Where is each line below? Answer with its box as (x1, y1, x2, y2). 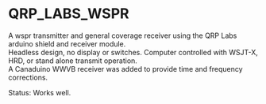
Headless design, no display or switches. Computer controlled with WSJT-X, (8, 47, 258, 57)
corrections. (8, 72, 48, 82)
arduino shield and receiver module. (8, 39, 126, 48)
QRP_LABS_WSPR (8, 5, 129, 23)
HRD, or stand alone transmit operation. (8, 56, 137, 65)
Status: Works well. (8, 87, 71, 97)
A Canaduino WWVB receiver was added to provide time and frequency (8, 64, 244, 73)
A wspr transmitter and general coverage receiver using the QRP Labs (8, 31, 237, 40)
